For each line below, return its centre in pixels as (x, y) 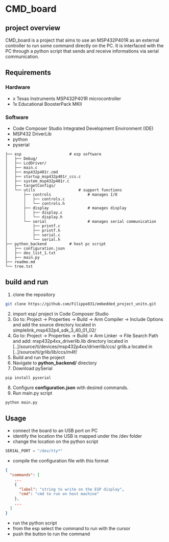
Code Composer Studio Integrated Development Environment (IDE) (83, 128)
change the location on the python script (55, 441)
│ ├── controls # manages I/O (61, 195)
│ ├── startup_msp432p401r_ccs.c (43, 177)
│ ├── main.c (21, 167)
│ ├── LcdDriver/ (26, 163)
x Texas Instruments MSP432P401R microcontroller (67, 99)
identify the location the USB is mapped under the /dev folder (77, 436)
